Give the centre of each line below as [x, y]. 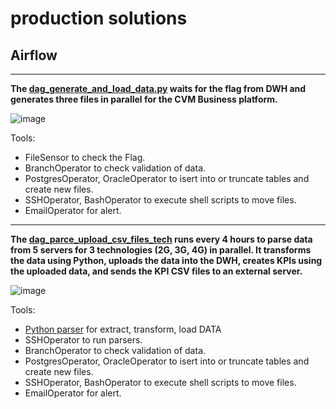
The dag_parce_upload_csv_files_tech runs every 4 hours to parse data [161, 239]
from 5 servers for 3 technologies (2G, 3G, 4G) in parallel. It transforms [161, 250]
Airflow [34, 55]
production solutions [99, 18]
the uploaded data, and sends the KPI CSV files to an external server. [156, 271]
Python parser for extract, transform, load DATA [123, 329]
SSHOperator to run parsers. [83, 340]
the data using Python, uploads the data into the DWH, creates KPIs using [166, 260]
